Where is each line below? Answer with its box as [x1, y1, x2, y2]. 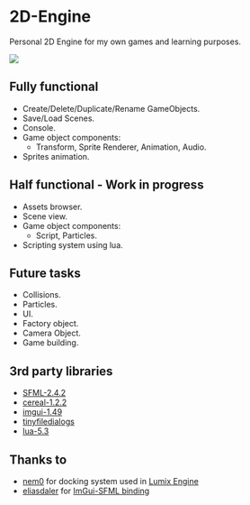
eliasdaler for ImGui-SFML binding [22, 485, 150, 496]
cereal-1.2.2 [22, 397, 67, 408]
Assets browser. [22, 201, 83, 212]
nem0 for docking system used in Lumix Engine [22, 476, 200, 486]
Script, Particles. [35, 230, 97, 241]
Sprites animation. [22, 151, 90, 161]
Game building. [22, 337, 79, 348]
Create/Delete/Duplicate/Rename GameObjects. [22, 103, 201, 114]
